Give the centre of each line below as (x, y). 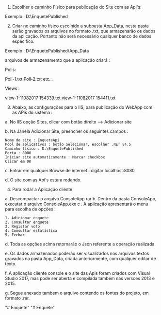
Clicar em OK (18, 161)
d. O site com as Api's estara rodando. (43, 180)
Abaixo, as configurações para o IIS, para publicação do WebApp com (82, 107)
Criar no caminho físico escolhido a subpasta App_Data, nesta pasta (80, 26)
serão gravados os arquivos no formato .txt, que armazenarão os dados (84, 31)
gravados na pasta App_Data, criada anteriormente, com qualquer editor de (80, 259)
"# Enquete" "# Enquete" (30, 307)
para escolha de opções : (30, 209)
